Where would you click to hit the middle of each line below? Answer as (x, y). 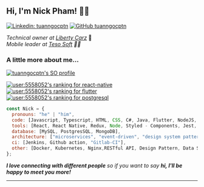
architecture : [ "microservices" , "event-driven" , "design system (96, 137)
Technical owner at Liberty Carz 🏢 (49, 38)
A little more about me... (42, 59)
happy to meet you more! (39, 172)
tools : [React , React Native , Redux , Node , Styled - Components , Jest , (104, 126)
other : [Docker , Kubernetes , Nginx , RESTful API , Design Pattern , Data (103, 148)
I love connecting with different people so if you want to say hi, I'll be (94, 165)
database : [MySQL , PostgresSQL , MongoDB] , (66, 131)
